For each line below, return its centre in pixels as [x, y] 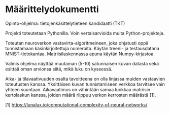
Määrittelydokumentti [52, 9]
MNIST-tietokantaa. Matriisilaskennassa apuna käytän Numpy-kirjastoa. [80, 54]
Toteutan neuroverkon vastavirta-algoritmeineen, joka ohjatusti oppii [77, 43]
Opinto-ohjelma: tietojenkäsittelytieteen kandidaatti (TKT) [65, 23]
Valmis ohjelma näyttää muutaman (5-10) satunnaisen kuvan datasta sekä [82, 63]
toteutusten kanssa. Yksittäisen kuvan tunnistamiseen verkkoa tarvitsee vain [85, 84]
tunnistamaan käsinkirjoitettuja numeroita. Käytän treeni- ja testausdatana [82, 48]
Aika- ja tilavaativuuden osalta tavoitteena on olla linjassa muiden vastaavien [85, 79]
